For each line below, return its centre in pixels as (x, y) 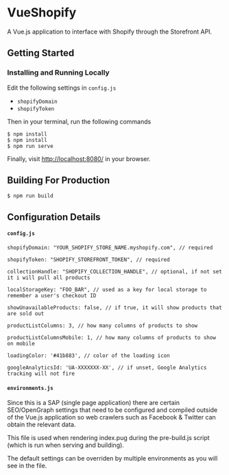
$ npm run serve (30, 146)
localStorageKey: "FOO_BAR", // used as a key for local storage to (107, 290)
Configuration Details (54, 217)
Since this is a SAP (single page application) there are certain (94, 403)
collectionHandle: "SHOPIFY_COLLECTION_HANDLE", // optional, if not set (115, 272)
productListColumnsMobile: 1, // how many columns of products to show (111, 338)
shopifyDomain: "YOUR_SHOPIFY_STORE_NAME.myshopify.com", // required (110, 248)
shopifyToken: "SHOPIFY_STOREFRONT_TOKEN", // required (88, 260)
